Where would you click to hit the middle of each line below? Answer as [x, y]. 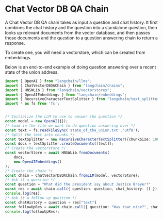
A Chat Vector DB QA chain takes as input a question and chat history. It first [81, 22]
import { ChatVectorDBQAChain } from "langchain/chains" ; [65, 85]
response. [15, 43]
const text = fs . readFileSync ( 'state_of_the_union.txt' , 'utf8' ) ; [72, 130]
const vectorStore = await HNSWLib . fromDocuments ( [57, 153]
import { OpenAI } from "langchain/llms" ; [49, 81]
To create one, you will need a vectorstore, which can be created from [75, 52]
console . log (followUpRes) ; [32, 211]
